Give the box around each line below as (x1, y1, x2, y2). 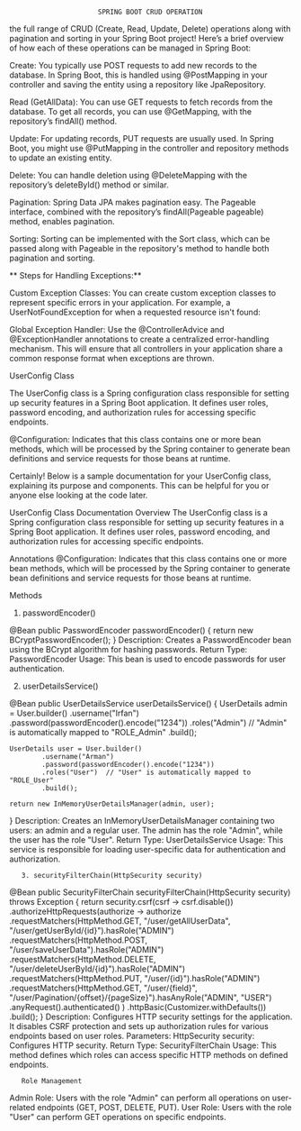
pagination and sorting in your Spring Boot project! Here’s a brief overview (9, 33, 285, 43)
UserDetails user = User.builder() (9, 744, 143, 753)
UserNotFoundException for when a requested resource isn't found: (9, 306, 261, 317)
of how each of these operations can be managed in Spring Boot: (9, 42, 252, 53)
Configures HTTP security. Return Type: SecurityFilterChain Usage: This (9, 1040, 277, 1051)
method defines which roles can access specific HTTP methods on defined (9, 1050, 288, 1060)
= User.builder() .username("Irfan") (9, 707, 139, 718)
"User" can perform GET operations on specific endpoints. (9, 1112, 226, 1122)
